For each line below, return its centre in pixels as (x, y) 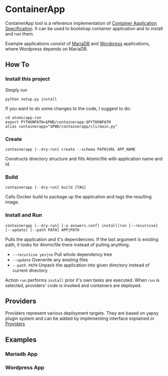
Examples (21, 340)
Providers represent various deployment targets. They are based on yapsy (82, 313)
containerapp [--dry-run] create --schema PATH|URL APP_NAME (70, 149)
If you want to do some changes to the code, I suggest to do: (68, 108)
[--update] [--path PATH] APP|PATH (42, 230)
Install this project (28, 79)
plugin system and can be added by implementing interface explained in (80, 319)
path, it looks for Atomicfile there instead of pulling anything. (68, 244)
